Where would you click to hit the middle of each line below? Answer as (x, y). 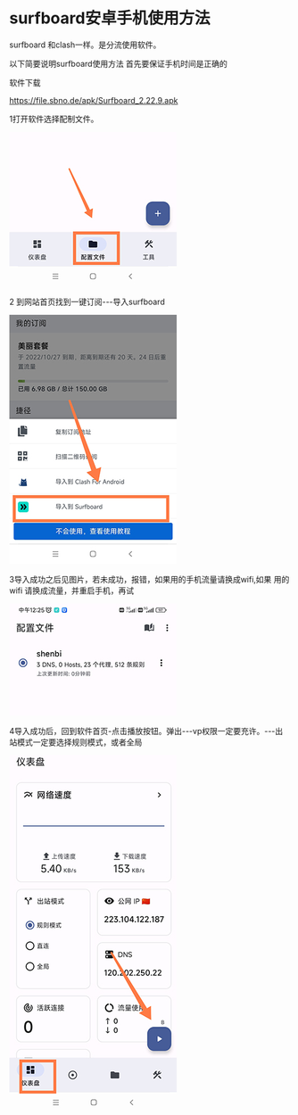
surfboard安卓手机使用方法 (110, 18)
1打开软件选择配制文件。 (54, 119)
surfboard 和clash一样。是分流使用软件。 (85, 45)
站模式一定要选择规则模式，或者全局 (76, 742)
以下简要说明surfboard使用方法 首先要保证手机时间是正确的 (118, 63)
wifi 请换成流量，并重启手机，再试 (72, 591)
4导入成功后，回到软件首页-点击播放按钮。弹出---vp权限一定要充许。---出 (146, 731)
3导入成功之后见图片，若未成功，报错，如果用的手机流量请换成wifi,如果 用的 (149, 579)
